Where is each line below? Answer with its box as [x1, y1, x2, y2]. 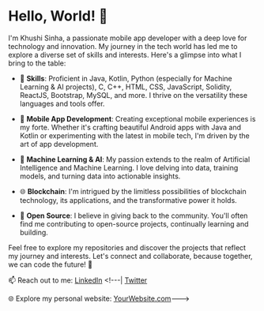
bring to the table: [8, 58, 66, 68]
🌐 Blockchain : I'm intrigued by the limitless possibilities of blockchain [19, 186, 247, 196]
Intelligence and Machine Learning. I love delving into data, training [19, 163, 239, 172]
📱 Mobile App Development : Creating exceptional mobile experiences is [19, 114, 256, 123]
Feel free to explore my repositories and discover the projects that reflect [8, 242, 247, 252]
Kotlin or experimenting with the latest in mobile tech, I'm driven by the [19, 130, 251, 141]
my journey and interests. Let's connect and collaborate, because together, [8, 251, 253, 260]
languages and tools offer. [19, 99, 105, 108]
